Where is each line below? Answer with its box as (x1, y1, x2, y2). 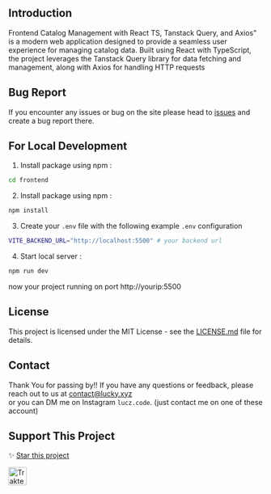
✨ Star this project (8, 450, 70, 460)
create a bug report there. (8, 116, 95, 125)
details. (8, 335, 33, 344)
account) (8, 406, 39, 416)
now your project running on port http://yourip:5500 (8, 281, 182, 291)
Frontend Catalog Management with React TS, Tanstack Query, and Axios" (8, 27, 257, 37)
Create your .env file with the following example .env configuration (19, 222, 243, 231)
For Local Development (8, 139, 128, 153)
